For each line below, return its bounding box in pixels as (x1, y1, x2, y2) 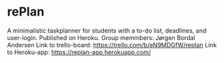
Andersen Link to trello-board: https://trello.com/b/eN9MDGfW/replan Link (7, 41, 217, 49)
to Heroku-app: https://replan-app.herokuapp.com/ (7, 48, 152, 56)
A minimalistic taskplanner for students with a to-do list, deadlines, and (7, 26, 207, 35)
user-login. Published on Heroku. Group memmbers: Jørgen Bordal (7, 33, 196, 41)
